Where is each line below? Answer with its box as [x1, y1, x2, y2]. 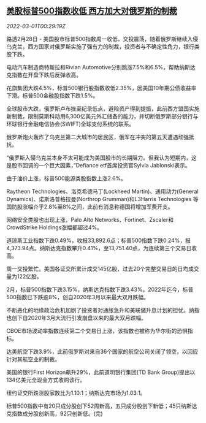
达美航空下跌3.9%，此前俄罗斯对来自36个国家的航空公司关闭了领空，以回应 [6, 348, 199, 355]
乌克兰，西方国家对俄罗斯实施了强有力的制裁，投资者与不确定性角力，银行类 [6, 42, 200, 50]
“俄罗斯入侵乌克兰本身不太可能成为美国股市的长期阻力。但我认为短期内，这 [6, 154, 197, 161]
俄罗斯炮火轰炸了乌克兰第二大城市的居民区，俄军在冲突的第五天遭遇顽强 [6, 133, 189, 140]
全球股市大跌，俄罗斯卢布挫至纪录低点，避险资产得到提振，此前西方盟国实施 [6, 105, 200, 112]
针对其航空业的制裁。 [6, 355, 60, 363]
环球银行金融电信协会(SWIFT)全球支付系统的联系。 [6, 120, 135, 128]
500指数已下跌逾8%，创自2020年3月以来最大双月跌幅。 [6, 293, 149, 300]
